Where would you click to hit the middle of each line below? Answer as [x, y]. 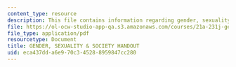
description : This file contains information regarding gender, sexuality [119, 20]
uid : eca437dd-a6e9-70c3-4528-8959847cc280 [72, 53]
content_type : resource [42, 14]
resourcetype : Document [42, 40]
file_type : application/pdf [48, 33]
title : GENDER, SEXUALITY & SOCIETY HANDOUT [73, 46]
